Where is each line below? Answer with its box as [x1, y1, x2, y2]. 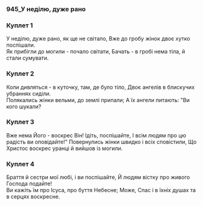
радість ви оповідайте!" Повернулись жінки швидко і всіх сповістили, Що [6, 138, 197, 145]
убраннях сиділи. [6, 90, 52, 97]
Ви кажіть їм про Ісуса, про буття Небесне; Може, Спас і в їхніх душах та [6, 187, 196, 194]
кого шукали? [6, 103, 41, 110]
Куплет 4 [6, 160, 35, 168]
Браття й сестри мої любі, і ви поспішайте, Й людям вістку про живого [6, 174, 190, 181]
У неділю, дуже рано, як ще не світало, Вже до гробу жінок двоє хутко [6, 35, 190, 43]
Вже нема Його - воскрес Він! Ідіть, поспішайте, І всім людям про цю [6, 131, 187, 139]
